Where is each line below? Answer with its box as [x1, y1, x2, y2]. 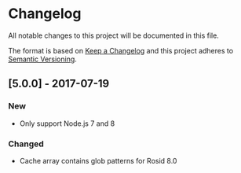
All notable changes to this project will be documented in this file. [8, 31, 220, 40]
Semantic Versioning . [8, 54, 77, 64]
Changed [8, 138, 45, 149]
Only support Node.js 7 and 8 [19, 119, 115, 128]
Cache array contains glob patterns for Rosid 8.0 [19, 156, 177, 165]
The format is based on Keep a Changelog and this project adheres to [8, 46, 234, 55]
